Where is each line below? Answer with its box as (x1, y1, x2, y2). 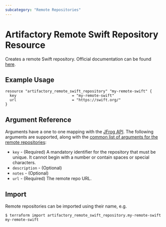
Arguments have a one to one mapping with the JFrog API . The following (5, 129, 154, 135)
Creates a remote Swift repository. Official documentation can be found (5, 56, 152, 62)
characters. (12, 160, 36, 166)
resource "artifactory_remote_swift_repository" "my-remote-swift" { (5, 89, 153, 94)
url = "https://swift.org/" (9, 98, 121, 103)
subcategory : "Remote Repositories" (5, 7, 81, 12)
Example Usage (5, 75, 55, 84)
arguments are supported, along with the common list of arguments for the (5, 134, 158, 140)
